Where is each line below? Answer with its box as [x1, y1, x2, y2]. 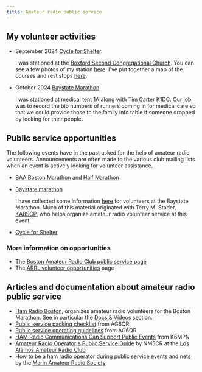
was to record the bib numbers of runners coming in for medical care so [15, 102, 196, 110]
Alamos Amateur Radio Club [15, 346, 86, 354]
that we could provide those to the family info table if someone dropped [15, 109, 195, 116]
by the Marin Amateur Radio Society [15, 359, 106, 367]
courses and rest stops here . [15, 72, 88, 80]
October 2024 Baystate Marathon [15, 84, 100, 91]
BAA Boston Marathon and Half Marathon [15, 174, 120, 181]
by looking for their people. [15, 115, 83, 122]
